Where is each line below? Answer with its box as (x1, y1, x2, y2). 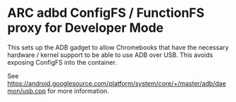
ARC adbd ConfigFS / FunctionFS (7, 5, 205, 21)
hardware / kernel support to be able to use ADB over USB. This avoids (7, 51, 213, 59)
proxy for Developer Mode (7, 20, 164, 36)
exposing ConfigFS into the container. (7, 58, 118, 66)
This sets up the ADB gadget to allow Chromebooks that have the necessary (7, 43, 229, 51)
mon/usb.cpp (7, 87, 46, 95)
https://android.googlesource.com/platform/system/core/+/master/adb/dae (7, 79, 227, 87)
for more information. (47, 87, 109, 95)
